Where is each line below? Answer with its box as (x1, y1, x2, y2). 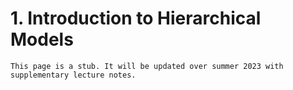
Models (10, 28, 74, 51)
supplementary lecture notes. (10, 70, 137, 80)
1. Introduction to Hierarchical (10, 7, 262, 30)
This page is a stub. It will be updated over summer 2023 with (10, 61, 284, 71)
